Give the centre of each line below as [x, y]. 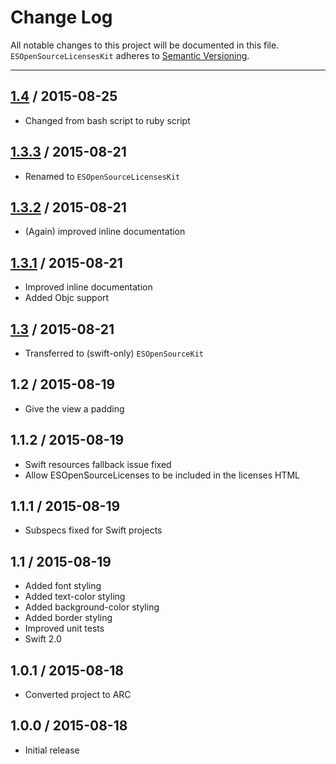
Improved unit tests [64, 628]
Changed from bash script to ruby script [107, 120]
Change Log [61, 17]
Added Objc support [67, 298]
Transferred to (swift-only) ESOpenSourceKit [114, 353]
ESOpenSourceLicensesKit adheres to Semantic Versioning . [130, 55]
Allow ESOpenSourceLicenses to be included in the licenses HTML [162, 475]
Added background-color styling [92, 607]
